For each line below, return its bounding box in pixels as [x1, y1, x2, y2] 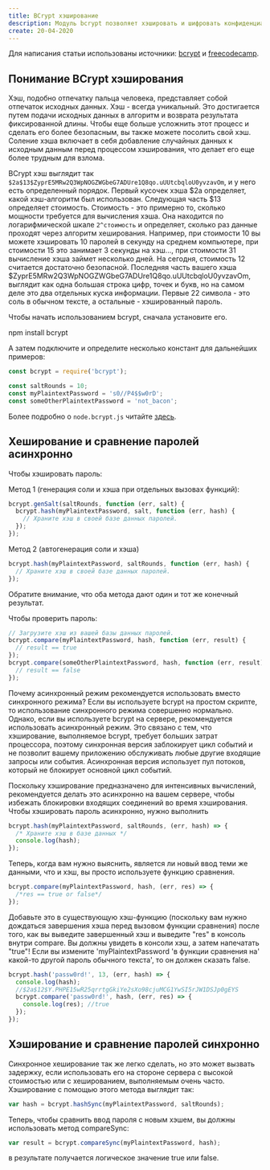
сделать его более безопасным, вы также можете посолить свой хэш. [8, 128, 252, 137]
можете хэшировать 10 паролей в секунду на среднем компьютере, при [8, 237, 259, 247]
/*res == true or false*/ [15, 890, 103, 898]
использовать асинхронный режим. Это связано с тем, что [8, 722, 212, 732]
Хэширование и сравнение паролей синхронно [8, 1037, 260, 1051]
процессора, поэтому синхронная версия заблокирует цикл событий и [8, 739, 253, 749]
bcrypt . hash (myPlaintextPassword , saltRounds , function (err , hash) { [8, 559, 250, 567]
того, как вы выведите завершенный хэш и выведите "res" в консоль [8, 929, 246, 939]
